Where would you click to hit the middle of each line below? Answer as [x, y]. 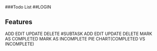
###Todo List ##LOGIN [28, 7]
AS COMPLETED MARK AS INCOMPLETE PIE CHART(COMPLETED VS [75, 38]
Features [19, 22]
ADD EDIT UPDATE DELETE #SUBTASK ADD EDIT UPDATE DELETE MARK [79, 34]
